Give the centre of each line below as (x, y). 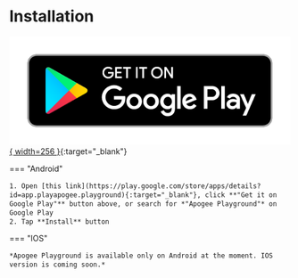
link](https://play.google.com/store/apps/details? (163, 186)
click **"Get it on (241, 195)
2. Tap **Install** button (59, 221)
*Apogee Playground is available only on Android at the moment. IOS (141, 256)
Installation (52, 16)
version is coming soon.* (57, 265)
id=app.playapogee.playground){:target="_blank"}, (105, 195)
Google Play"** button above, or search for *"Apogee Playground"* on (143, 204)
